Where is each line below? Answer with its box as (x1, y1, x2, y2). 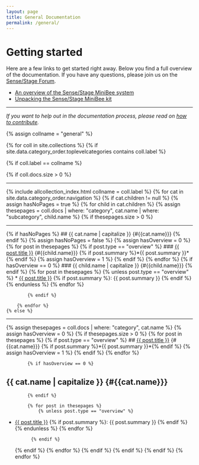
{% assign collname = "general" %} (6, 130, 93, 137)
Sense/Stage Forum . (6, 78, 56, 85)
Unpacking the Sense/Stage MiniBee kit (14, 96, 112, 103)
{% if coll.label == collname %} (6, 160, 82, 167)
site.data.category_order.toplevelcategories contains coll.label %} (6, 148, 166, 155)
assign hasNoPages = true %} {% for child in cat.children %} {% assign (6, 201, 181, 208)
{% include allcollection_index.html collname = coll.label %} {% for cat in (6, 188, 184, 195)
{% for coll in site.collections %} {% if (6, 142, 98, 149)
